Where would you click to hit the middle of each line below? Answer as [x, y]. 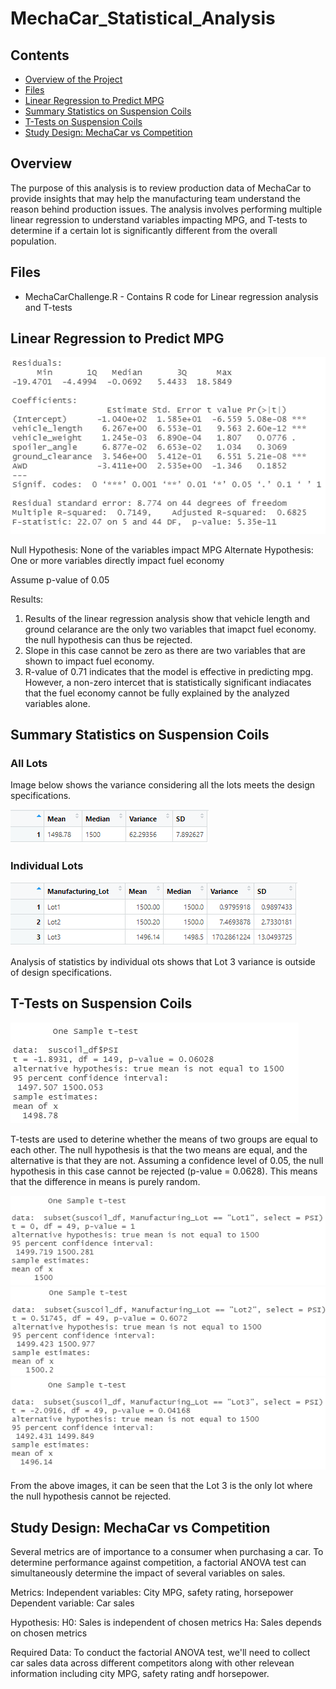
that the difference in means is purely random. [105, 1181]
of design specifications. [61, 972]
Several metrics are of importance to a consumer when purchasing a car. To [167, 1552]
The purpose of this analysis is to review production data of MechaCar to [161, 188]
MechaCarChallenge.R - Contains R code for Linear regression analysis [171, 296]
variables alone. [57, 703]
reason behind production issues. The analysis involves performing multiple [166, 209]
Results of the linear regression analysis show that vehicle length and [167, 618]
